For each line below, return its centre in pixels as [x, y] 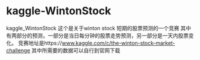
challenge [18, 50]
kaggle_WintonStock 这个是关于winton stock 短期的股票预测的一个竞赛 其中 [99, 28]
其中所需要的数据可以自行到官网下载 [76, 50]
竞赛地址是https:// [40, 43]
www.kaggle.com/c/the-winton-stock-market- [118, 43]
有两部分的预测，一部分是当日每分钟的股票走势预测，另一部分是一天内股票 [97, 35]
